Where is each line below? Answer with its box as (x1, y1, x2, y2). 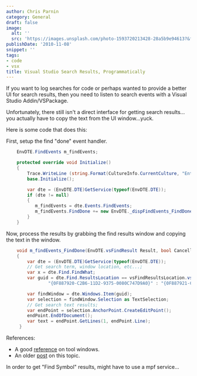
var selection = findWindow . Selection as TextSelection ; (27, 296, 169, 303)
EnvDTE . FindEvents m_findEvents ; (16, 149, 98, 155)
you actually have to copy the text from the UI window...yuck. (6, 115, 154, 122)
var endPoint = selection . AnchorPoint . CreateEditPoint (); (27, 307, 172, 313)
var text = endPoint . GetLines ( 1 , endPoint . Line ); (27, 318, 151, 324)
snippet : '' (6, 47, 35, 53)
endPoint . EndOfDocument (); (27, 313, 93, 319)
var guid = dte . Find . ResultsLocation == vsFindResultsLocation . (27, 275, 188, 281)
